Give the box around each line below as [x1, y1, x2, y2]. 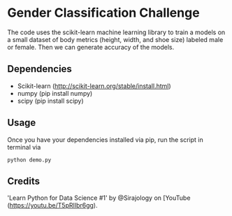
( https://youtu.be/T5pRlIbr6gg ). [7, 201, 98, 210]
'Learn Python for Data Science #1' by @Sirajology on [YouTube [7, 194, 191, 202]
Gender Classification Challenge [7, 5, 201, 21]
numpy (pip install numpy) [17, 89, 93, 97]
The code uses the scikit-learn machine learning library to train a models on [7, 28, 226, 36]
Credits [7, 175, 41, 187]
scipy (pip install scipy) [17, 96, 84, 105]
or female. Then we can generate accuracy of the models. [7, 43, 175, 51]
